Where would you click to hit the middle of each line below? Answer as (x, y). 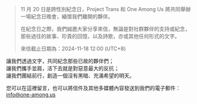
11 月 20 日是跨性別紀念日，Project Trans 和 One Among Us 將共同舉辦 (106, 9)
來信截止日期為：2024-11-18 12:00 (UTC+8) (73, 48)
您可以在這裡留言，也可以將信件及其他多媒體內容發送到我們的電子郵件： (93, 88)
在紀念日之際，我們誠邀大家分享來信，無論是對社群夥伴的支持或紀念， (105, 29)
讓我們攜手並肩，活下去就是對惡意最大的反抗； (62, 68)
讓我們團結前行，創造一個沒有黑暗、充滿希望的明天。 (70, 76)
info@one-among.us (31, 95)
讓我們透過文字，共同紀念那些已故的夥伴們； (60, 61)
